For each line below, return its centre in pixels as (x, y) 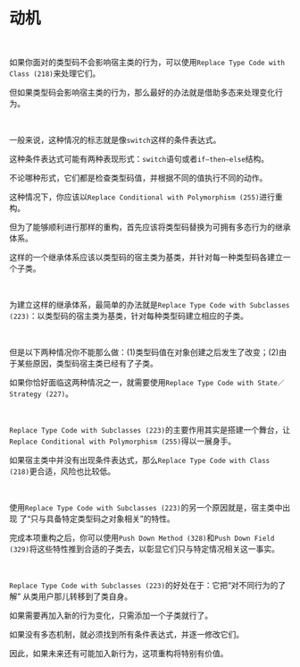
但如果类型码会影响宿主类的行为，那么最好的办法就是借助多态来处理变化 (142, 92)
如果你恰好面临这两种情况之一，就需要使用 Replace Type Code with (132, 382)
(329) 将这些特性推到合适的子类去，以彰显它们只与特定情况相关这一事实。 (144, 549)
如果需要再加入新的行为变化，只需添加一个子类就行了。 (111, 615)
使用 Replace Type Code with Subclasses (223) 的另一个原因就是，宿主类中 (146, 507)
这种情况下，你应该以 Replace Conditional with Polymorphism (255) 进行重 (146, 197)
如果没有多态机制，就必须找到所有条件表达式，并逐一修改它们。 (126, 634)
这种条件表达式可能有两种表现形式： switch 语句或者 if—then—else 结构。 (139, 158)
